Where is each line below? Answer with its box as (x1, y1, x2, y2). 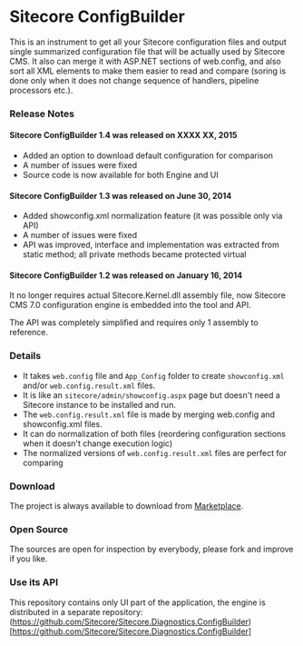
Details (9, 350, 42, 363)
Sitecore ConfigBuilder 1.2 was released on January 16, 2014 (9, 270, 243, 281)
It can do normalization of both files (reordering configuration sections (22, 428, 286, 439)
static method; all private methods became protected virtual (22, 249, 247, 260)
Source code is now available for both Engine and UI (22, 170, 220, 181)
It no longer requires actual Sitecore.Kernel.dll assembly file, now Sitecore (9, 290, 286, 301)
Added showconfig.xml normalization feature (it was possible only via (22, 211, 283, 222)
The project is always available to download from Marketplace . (9, 501, 244, 512)
